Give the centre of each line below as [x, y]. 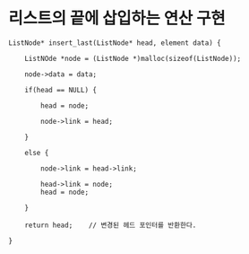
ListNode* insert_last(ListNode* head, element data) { [115, 43]
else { [37, 153]
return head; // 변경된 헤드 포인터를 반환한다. [111, 225]
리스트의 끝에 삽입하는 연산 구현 [117, 18]
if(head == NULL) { [61, 90]
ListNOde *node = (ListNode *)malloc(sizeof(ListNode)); [133, 58]
